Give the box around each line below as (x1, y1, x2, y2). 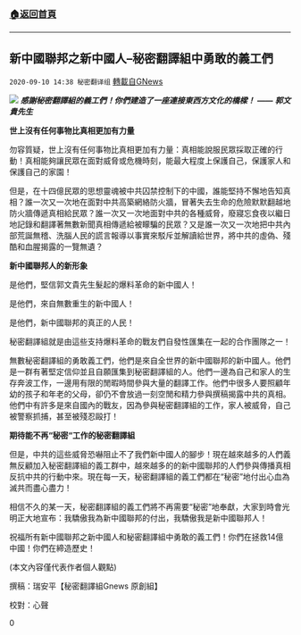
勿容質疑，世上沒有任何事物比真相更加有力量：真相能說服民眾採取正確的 (9, 145, 275, 155)
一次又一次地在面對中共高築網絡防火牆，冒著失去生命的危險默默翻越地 (32, 196, 291, 207)
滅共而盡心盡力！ (9, 482, 72, 493)
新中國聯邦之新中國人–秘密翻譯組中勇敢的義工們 (9, 51, 274, 66)
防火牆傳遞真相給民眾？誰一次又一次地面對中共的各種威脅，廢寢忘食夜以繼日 (9, 208, 291, 219)
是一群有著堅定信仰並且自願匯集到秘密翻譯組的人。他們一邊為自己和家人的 (9, 366, 283, 377)
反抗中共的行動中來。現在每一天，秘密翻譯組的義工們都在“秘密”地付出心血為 (9, 472, 290, 482)
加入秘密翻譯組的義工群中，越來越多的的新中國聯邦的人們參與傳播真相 (32, 460, 291, 471)
